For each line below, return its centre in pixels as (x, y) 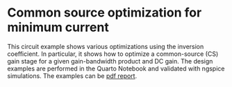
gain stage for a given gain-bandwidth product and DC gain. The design (110, 61)
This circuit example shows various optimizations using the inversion (106, 46)
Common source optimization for (105, 13)
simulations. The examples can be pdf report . (72, 76)
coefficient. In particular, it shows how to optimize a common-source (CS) (113, 54)
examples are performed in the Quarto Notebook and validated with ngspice (116, 68)
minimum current (58, 27)
